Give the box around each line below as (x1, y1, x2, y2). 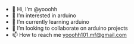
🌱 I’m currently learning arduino (11, 18, 89, 25)
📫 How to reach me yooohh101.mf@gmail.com (11, 32, 127, 38)
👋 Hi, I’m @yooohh (11, 6, 58, 12)
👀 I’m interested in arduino (11, 12, 76, 19)
